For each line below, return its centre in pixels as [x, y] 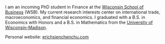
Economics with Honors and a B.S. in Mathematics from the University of [79, 22]
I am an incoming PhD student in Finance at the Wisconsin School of [74, 7]
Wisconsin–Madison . [26, 28]
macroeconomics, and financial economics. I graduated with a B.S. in [75, 17]
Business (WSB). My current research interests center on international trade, [83, 12]
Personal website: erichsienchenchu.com [47, 37]
